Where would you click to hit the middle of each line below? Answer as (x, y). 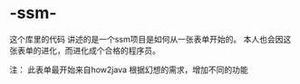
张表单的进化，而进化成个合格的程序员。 (85, 50)
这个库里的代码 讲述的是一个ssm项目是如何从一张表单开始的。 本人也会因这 (150, 39)
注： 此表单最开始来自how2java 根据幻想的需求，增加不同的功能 (129, 70)
